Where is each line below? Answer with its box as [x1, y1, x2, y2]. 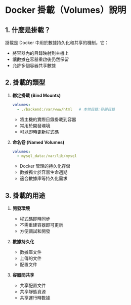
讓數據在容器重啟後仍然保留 [12, 56, 69, 62]
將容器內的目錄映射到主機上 [12, 50, 69, 56]
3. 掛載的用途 [5, 191, 45, 200]
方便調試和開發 [19, 228, 50, 234]
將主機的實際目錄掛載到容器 [19, 116, 77, 122]
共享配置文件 [19, 282, 46, 289]
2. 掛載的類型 [5, 78, 45, 87]
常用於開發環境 [19, 122, 50, 128]
